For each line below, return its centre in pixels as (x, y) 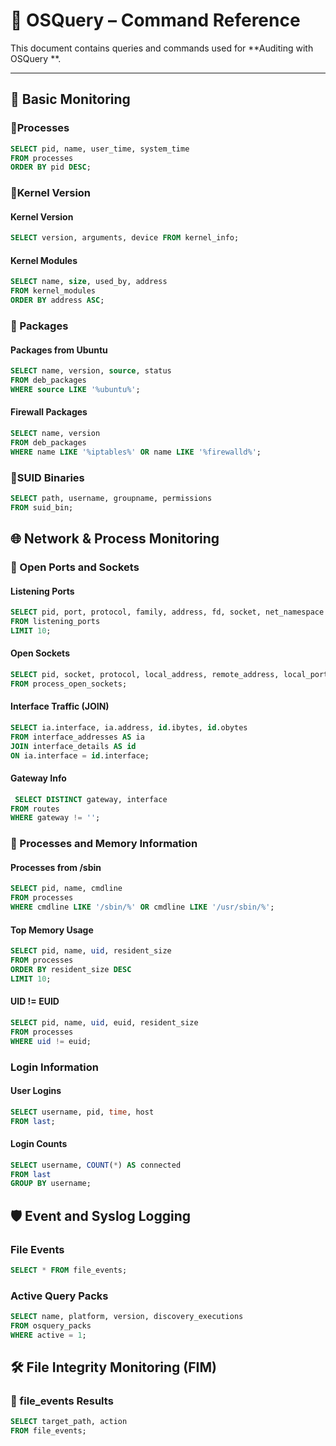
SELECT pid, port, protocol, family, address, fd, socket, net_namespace (167, 612)
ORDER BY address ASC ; (57, 300)
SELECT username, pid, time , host (82, 1112)
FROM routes (35, 809)
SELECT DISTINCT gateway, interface (91, 799)
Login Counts (39, 1144)
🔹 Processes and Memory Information (104, 844)
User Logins (36, 1091)
